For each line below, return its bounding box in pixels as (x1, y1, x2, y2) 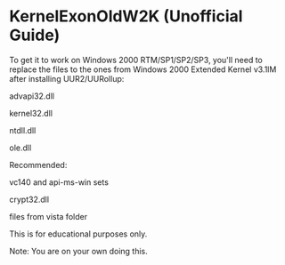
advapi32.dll (9, 91, 55, 101)
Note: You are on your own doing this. (9, 245, 149, 256)
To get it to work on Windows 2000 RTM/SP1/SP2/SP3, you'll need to (9, 54, 263, 65)
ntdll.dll (9, 124, 37, 135)
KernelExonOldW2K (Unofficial (9, 6, 243, 27)
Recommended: (9, 159, 68, 170)
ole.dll (9, 142, 32, 153)
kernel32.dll (9, 108, 53, 118)
